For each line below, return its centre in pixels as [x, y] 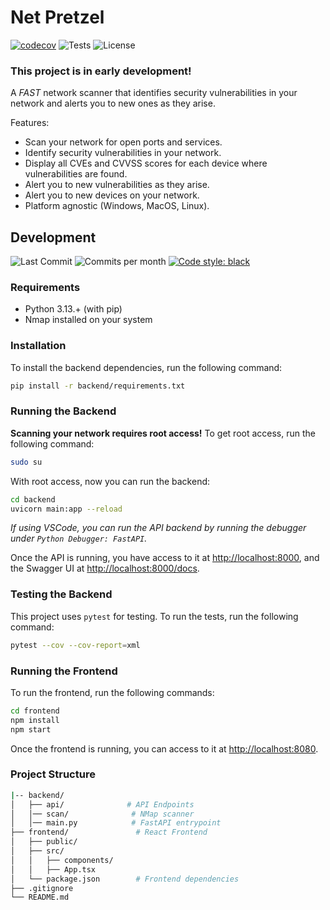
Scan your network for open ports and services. [123, 142]
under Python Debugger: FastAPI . [79, 538]
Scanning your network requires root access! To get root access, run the [163, 433]
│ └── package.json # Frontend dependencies [125, 879]
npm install [35, 720]
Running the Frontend [64, 671]
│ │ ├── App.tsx [53, 869]
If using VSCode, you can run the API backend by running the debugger [158, 528]
